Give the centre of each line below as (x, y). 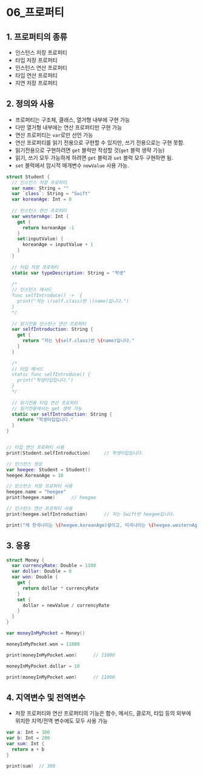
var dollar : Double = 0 (42, 571)
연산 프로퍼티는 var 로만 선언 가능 (54, 135)
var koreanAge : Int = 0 (42, 199)
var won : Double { (35, 577)
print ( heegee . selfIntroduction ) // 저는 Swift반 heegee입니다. (91, 514)
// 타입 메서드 (28, 369)
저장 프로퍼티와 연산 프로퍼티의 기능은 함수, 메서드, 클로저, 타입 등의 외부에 (103, 713)
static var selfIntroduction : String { (62, 414)
